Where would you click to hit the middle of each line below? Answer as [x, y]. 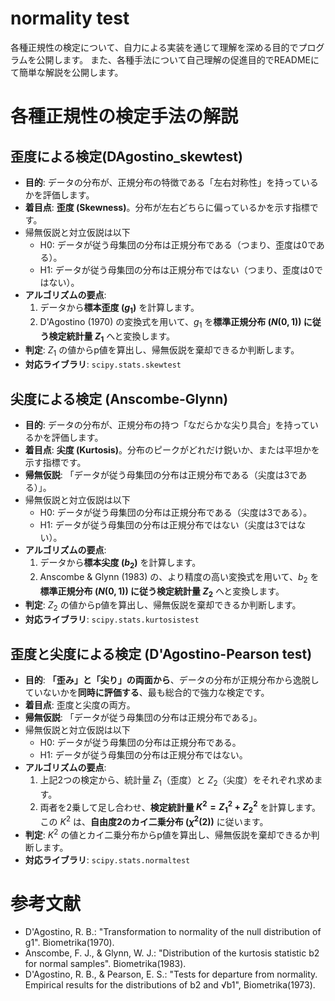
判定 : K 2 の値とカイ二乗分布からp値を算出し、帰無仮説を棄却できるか [168, 834]
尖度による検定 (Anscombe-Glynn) [119, 398]
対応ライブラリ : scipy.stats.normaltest [107, 859]
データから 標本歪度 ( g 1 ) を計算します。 [119, 308]
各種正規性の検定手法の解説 [124, 116]
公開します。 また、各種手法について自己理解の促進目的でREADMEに [178, 59]
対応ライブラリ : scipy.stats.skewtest [103, 364]
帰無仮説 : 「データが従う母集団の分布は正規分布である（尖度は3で [161, 474]
